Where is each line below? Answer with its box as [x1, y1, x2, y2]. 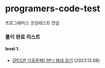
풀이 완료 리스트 [5, 33, 41, 40]
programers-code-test [5, 3, 101, 14]
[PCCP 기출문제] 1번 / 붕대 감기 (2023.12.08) [12, 58, 100, 64]
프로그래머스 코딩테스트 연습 [5, 20, 60, 26]
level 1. [5, 46, 20, 52]
